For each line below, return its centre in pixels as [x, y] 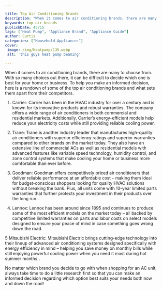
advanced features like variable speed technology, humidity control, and [84, 153]
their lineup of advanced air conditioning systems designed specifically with [81, 243]
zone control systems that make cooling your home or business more [81, 158]
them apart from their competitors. [39, 93]
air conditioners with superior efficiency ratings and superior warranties [83, 137]
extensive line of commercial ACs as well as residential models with [79, 148]
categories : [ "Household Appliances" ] [44, 41]
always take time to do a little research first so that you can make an [73, 273]
